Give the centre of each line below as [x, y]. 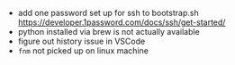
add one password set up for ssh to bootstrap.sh [108, 13]
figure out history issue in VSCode [81, 41]
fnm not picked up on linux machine [83, 51]
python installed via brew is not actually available [108, 32]
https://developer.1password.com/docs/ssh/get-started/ [122, 22]
